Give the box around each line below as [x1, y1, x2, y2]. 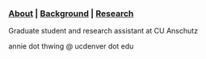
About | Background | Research [8, 8, 134, 19]
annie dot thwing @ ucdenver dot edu [8, 41, 134, 51]
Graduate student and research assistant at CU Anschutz [8, 26, 199, 36]
